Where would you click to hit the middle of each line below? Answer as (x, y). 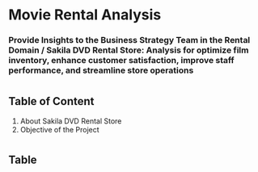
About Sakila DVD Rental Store (71, 121)
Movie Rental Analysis (85, 15)
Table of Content (51, 101)
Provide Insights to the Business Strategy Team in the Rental (129, 40)
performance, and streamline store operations (101, 70)
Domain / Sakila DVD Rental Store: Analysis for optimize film (129, 50)
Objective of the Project (59, 129)
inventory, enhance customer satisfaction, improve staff (121, 61)
